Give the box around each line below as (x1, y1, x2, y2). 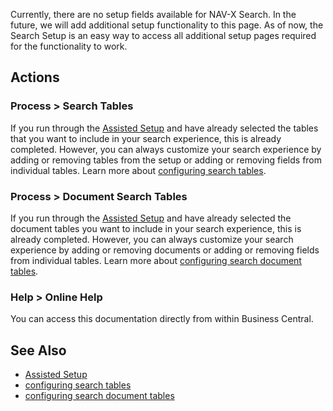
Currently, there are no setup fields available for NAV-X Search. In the (10, 9, 297, 20)
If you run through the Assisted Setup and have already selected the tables (10, 122, 319, 134)
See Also (10, 342, 67, 359)
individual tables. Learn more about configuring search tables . (10, 164, 267, 176)
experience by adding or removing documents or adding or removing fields (10, 244, 320, 256)
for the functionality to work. (10, 40, 128, 52)
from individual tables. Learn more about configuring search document (10, 254, 302, 266)
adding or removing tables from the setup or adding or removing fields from (10, 154, 323, 166)
